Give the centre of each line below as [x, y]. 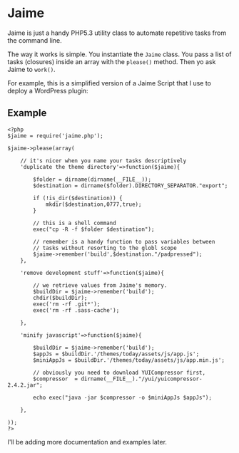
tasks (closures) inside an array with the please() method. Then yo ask [112, 61]
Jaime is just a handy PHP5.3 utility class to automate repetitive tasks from [117, 33]
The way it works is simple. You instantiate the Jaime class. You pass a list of [119, 54]
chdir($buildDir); [60, 298]
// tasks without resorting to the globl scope [105, 248]
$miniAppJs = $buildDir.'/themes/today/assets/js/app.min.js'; [129, 360]
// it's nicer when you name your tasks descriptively [103, 161]
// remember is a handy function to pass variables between [124, 241]
